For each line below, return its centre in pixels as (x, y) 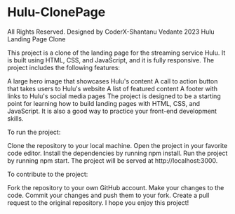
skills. (15, 118)
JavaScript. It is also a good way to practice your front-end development (112, 111)
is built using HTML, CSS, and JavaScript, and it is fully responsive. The (111, 60)
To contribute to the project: (48, 174)
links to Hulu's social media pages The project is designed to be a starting (114, 96)
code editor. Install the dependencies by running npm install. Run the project (117, 153)
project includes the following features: (64, 67)
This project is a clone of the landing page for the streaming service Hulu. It (116, 53)
